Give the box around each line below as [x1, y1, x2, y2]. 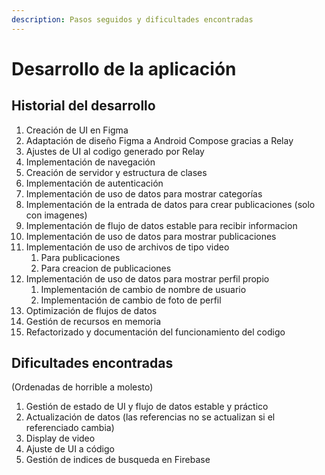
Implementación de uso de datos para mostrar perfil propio [25, 272, 270, 285]
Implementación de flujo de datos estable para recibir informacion [25, 219, 298, 231]
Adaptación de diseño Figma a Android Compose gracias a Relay [25, 134, 294, 146]
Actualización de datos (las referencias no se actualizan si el [25, 411, 276, 423]
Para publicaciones [40, 251, 121, 263]
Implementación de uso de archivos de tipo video [25, 241, 230, 253]
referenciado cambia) [25, 422, 115, 434]
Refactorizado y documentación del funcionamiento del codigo [25, 326, 286, 338]
